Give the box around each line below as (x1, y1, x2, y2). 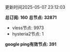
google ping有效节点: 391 (5, 41, 57, 47)
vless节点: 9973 (12, 25, 44, 31)
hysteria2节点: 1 (12, 31, 44, 36)
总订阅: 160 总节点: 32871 (5, 15, 57, 20)
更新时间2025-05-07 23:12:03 (5, 4, 66, 10)
